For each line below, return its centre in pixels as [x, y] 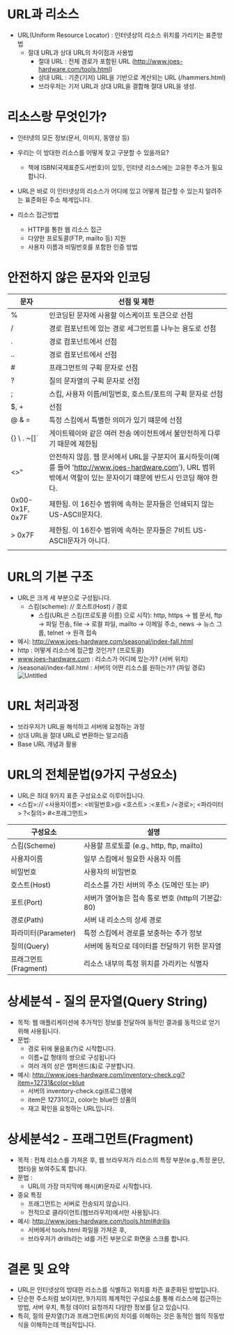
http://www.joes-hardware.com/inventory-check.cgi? [109, 1074]
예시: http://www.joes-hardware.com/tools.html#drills [94, 1221]
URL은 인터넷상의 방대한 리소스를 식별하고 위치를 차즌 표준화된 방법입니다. [118, 1290]
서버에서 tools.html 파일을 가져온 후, [77, 1229]
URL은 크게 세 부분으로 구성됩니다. [64, 598]
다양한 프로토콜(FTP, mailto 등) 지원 [77, 238]
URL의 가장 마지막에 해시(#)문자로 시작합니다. [90, 1186]
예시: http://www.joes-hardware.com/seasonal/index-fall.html [105, 641]
